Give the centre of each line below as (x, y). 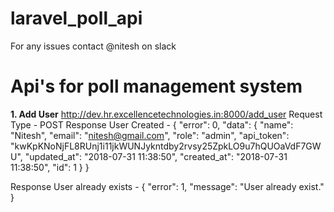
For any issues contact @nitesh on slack (93, 46)
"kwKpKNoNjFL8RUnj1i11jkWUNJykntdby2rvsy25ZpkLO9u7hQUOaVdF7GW (166, 146)
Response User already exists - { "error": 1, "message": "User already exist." (167, 186)
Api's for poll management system (156, 86)
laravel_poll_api (76, 18)
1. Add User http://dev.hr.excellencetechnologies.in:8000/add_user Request (166, 114)
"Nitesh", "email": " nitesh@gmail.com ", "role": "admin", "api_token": (150, 135)
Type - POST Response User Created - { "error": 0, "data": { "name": (152, 124)
